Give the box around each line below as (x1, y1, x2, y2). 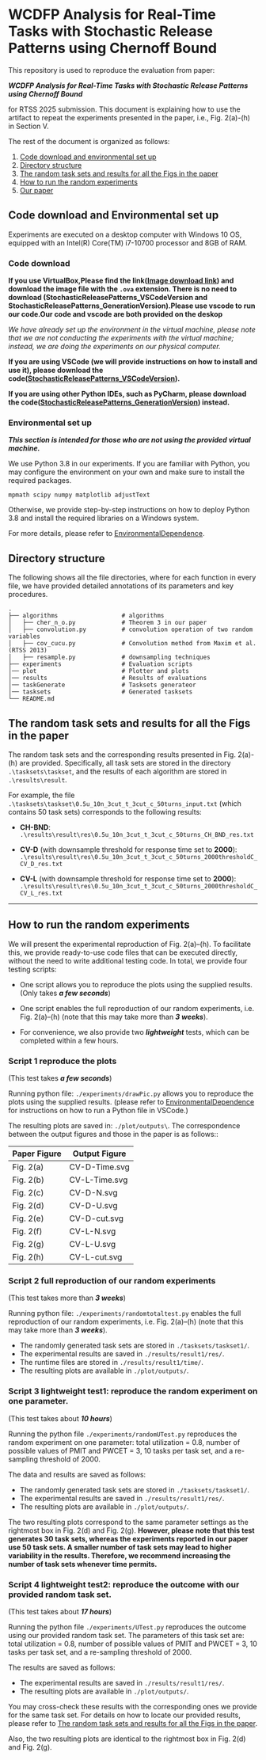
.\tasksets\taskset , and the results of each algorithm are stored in (8, 766, 227, 776)
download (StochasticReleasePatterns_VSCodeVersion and (8, 293, 208, 302)
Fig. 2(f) (12, 1226, 43, 1237)
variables (8, 633, 41, 641)
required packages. (8, 476, 72, 485)
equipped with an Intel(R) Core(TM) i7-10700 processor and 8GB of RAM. (8, 238, 248, 247)
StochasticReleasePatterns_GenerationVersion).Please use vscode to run (8, 301, 256, 310)
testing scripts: (8, 964, 57, 974)
